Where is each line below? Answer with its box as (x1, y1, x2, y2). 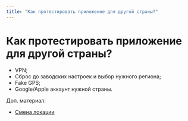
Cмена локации (14, 108, 55, 116)
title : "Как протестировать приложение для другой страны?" (6, 8, 159, 15)
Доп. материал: (6, 97, 46, 104)
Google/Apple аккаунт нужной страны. (14, 85, 113, 93)
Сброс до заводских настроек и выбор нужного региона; (14, 72, 162, 80)
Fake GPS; (14, 79, 40, 86)
